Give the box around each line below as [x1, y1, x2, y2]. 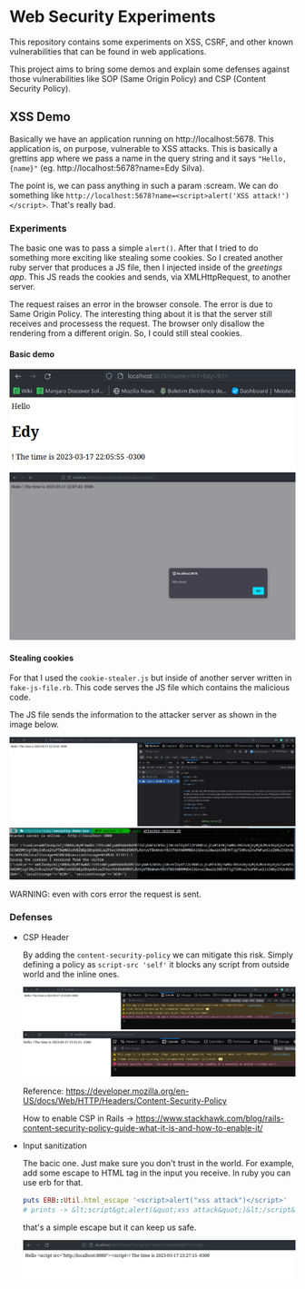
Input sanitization [22, 1140, 88, 1151]
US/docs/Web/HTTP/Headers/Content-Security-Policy [22, 1096, 227, 1106]
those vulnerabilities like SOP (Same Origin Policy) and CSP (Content [9, 73, 266, 84]
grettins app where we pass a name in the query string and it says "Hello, [9, 153, 288, 164]
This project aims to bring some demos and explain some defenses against [9, 64, 290, 74]
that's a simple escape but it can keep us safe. [22, 1222, 197, 1233]
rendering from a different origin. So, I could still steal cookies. [9, 328, 242, 339]
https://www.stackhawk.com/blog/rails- [135, 1113, 284, 1124]
